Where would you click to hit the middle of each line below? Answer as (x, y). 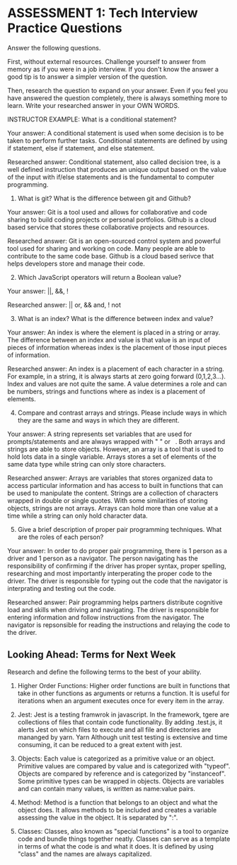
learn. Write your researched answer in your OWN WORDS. (93, 105)
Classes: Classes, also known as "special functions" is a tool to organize (123, 831)
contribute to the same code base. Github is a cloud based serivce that (111, 256)
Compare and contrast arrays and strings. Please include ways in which (122, 413)
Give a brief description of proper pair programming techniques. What (120, 529)
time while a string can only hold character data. (78, 516)
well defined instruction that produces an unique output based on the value (117, 169)
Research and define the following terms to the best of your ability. (104, 672)
